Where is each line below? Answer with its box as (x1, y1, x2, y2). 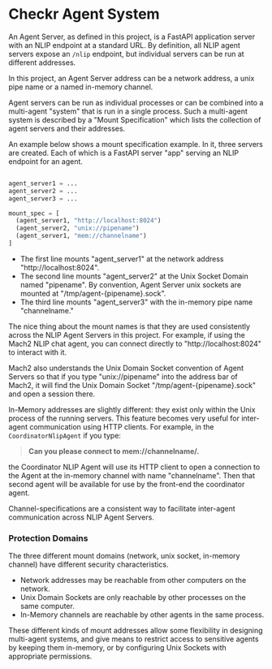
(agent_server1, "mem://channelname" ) (15, 232, 148, 240)
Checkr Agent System (8, 5, 160, 24)
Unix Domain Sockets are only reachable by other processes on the (19, 593, 246, 602)
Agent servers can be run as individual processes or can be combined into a (8, 97, 264, 107)
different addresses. (8, 58, 76, 67)
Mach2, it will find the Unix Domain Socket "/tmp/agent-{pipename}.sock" (8, 380, 257, 390)
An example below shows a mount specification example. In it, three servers (8, 139, 264, 149)
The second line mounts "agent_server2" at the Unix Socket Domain (19, 271, 249, 281)
